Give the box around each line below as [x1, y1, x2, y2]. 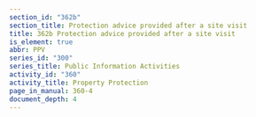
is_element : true [9, 37, 74, 47]
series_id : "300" [9, 54, 74, 62]
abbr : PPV [9, 46, 46, 55]
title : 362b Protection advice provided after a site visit [9, 29, 237, 38]
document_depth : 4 [9, 94, 77, 104]
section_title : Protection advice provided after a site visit [9, 21, 248, 30]
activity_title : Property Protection [9, 78, 149, 87]
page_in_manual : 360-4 [9, 86, 93, 95]
